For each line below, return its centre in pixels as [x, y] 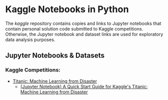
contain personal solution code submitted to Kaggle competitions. [74, 28]
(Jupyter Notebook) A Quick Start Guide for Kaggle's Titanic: [84, 86]
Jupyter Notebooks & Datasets [55, 56]
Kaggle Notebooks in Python [67, 9]
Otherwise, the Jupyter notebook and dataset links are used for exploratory [84, 34]
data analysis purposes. [30, 40]
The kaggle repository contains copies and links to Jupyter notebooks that [83, 23]
